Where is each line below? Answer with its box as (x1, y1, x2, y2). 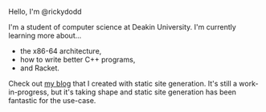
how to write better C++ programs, (19, 55, 136, 64)
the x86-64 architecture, (19, 46, 102, 55)
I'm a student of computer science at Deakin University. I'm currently (8, 22, 237, 31)
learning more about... (8, 31, 82, 40)
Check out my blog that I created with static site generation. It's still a (8, 79, 238, 88)
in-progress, (8, 87, 50, 97)
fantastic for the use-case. (8, 96, 96, 105)
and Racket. (19, 63, 60, 73)
